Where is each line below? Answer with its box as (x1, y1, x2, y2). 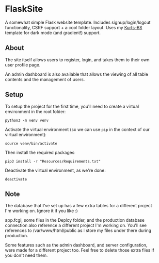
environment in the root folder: (5, 108, 66, 115)
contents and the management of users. (5, 76, 85, 82)
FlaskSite (5, 3, 43, 15)
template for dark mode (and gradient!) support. (5, 30, 101, 35)
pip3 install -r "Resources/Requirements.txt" (5, 159, 101, 164)
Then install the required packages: (5, 149, 76, 155)
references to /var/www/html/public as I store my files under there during (5, 228, 152, 233)
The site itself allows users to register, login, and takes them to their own (5, 57, 150, 63)
